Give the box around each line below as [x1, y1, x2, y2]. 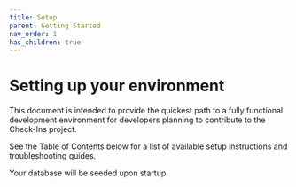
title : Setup [9, 12, 58, 22]
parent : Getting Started [9, 21, 101, 30]
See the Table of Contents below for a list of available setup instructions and [9, 141, 288, 152]
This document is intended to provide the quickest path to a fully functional [9, 105, 284, 116]
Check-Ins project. [9, 124, 77, 135]
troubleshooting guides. [9, 151, 97, 161]
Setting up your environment [9, 76, 225, 96]
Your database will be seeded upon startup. [9, 168, 168, 178]
